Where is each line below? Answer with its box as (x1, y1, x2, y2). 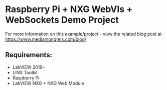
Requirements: (5, 51, 53, 59)
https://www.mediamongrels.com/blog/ (5, 36, 87, 42)
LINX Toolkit (12, 69, 38, 75)
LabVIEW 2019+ (12, 64, 46, 70)
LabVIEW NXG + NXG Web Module (12, 80, 84, 86)
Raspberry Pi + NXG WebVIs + (5, 4, 133, 15)
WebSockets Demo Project (5, 14, 119, 26)
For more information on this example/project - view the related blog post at (5, 31, 162, 37)
